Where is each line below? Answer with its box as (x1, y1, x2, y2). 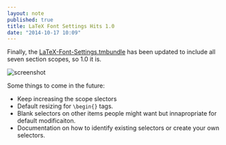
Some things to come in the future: (7, 81, 105, 90)
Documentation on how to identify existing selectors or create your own (16, 124, 220, 132)
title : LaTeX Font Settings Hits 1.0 (7, 23, 115, 29)
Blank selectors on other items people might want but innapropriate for (16, 109, 217, 118)
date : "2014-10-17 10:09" (7, 29, 81, 36)
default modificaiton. (16, 117, 76, 125)
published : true (7, 16, 53, 23)
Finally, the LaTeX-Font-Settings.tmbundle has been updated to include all (7, 48, 216, 56)
